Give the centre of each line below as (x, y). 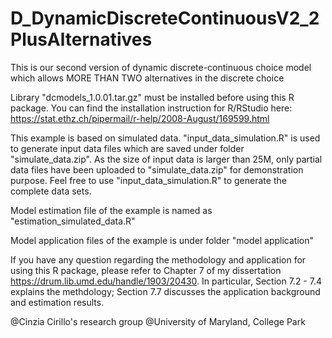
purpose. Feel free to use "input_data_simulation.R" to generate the (148, 180)
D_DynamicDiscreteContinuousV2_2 (165, 18)
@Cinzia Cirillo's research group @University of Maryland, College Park (158, 321)
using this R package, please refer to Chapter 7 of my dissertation (146, 270)
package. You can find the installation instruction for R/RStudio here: (151, 108)
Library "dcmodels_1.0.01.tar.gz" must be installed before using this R (152, 97)
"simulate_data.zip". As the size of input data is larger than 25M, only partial (166, 159)
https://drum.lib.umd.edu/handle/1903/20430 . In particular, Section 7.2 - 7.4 (166, 281)
